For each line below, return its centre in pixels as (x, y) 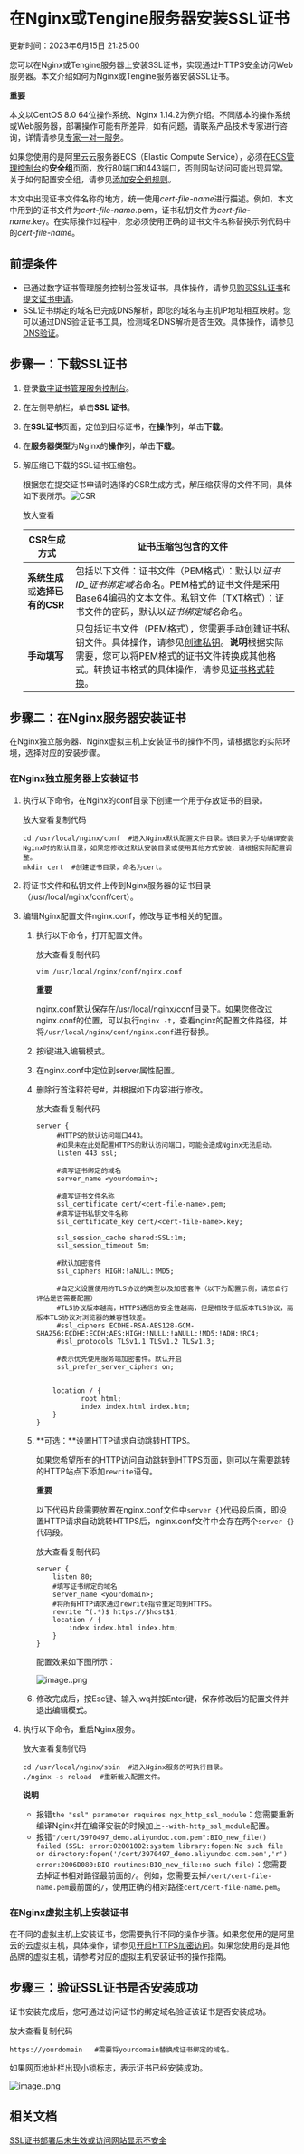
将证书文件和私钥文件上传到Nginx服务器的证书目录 (117, 885)
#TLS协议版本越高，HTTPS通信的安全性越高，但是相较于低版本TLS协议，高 (175, 1307)
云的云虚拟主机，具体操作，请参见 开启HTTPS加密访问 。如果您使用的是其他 (149, 1945)
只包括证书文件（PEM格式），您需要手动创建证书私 (182, 629)
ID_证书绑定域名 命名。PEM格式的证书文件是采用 (178, 584)
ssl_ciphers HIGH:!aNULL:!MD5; (115, 1271)
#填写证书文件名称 (85, 1196)
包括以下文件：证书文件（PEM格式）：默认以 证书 (178, 571)
